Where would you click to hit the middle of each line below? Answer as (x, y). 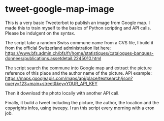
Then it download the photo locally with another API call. (62, 93)
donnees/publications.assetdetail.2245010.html (53, 58)
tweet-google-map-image (60, 9)
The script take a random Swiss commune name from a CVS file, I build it (79, 42)
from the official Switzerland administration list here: (58, 48)
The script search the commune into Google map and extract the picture (79, 68)
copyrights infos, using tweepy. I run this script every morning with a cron (80, 108)
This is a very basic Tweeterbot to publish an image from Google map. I (78, 23)
